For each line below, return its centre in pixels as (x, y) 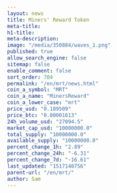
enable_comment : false (39, 70)
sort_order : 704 (30, 77)
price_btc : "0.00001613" (42, 115)
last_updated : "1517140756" (47, 166)
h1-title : (21, 33)
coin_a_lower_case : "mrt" (44, 103)
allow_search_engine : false (47, 58)
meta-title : (24, 26)
